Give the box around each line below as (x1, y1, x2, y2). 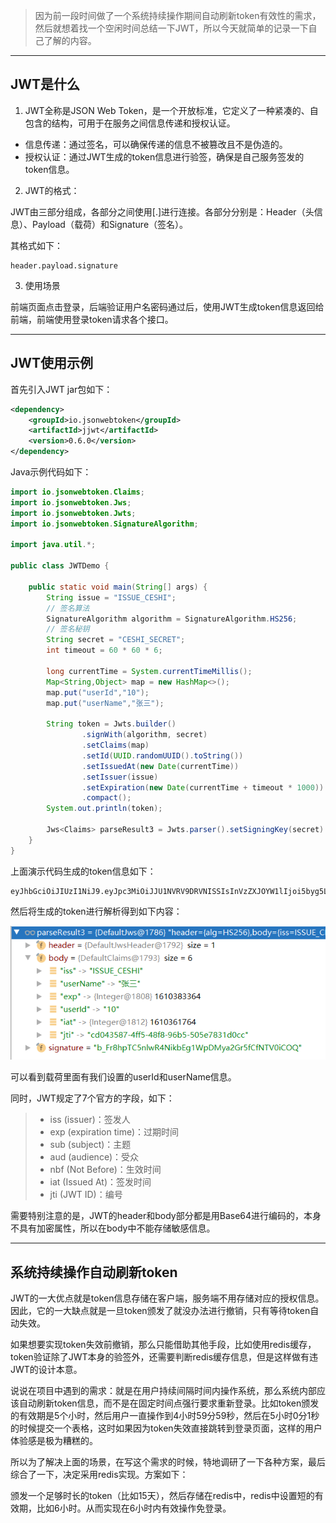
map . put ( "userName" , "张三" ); (46, 698, 165, 708)
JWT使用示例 (10, 355, 94, 372)
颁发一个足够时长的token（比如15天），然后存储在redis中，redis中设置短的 (10, 1490, 315, 1502)
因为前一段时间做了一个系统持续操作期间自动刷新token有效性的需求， (34, 10, 322, 21)
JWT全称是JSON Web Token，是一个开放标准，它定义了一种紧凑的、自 (24, 104, 319, 116)
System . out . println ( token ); (46, 804, 163, 814)
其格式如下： (10, 239, 63, 251)
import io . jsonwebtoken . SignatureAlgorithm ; (10, 519, 199, 529)
